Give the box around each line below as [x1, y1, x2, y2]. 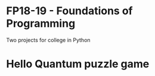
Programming [6, 17, 76, 30]
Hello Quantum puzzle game [6, 58, 150, 71]
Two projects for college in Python [6, 36, 91, 43]
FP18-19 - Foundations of [6, 4, 133, 18]
